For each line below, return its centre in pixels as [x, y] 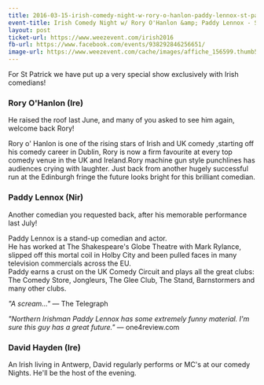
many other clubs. [37, 288]
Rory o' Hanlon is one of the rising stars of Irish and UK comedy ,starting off [131, 144]
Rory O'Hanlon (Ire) [46, 103]
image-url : [26, 52]
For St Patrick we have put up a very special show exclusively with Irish [123, 74]
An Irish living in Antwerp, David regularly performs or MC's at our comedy [129, 364]
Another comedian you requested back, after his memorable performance [128, 214]
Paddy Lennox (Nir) [46, 197]
